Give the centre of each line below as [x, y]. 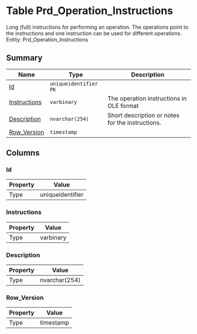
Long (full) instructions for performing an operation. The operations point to [97, 27]
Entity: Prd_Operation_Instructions [47, 39]
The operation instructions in [147, 98]
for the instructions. [134, 123]
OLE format [123, 106]
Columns [23, 153]
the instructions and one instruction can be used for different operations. [94, 33]
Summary [24, 58]
